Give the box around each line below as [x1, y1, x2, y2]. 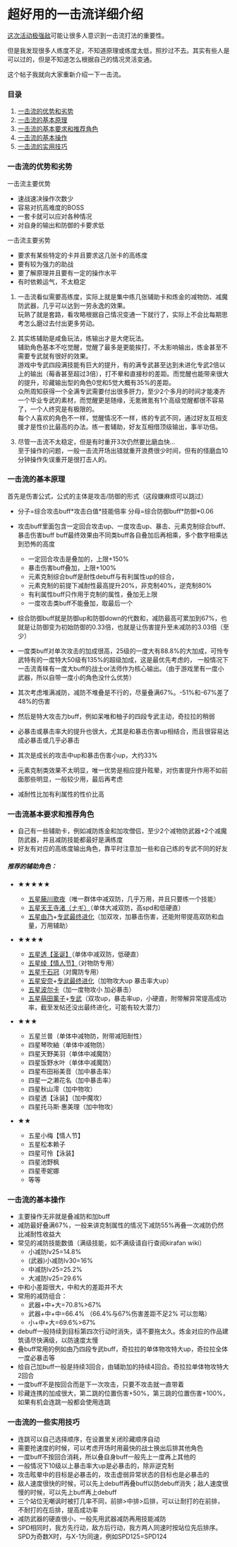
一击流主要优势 [7, 179, 51, 187]
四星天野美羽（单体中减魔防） [28, 1050, 115, 1058]
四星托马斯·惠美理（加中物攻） [28, 1103, 117, 1111]
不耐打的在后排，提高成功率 [17, 1505, 99, 1514]
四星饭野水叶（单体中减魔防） [28, 1058, 115, 1067]
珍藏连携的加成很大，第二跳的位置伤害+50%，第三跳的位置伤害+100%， [17, 1389, 229, 1398]
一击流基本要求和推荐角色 [7, 809, 95, 819]
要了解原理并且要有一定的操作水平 [17, 268, 117, 277]
